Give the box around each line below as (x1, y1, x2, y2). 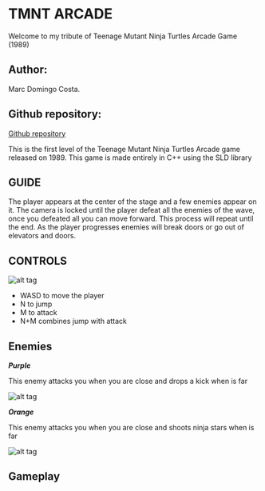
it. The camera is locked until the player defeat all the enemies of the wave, (8, 206, 255, 215)
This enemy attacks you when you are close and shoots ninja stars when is (8, 423, 255, 432)
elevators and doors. (8, 231, 77, 241)
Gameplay (8, 469, 61, 484)
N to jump (19, 299, 53, 309)
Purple (8, 361, 31, 370)
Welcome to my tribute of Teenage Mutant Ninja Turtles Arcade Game (8, 31, 238, 41)
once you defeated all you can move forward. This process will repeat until (8, 214, 254, 224)
